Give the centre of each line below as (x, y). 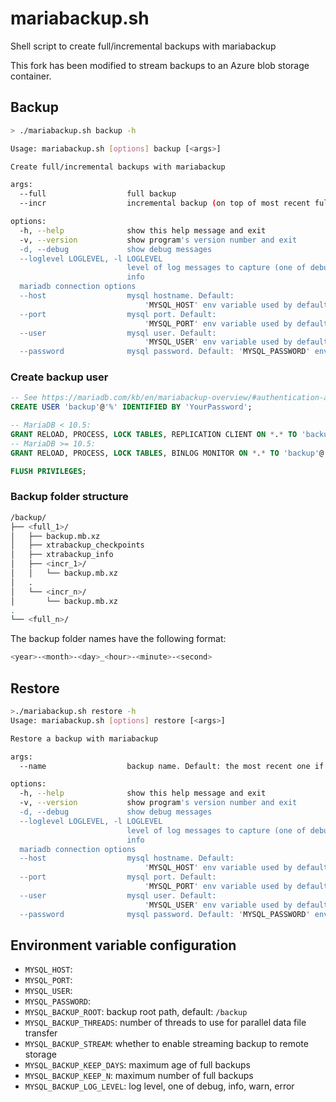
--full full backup (98, 194)
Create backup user (59, 377)
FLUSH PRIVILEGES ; (48, 471)
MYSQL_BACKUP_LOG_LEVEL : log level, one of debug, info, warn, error (159, 1086)
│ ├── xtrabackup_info (62, 555)
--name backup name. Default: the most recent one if (172, 766)
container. (31, 76)
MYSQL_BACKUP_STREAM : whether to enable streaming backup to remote (166, 1044)
